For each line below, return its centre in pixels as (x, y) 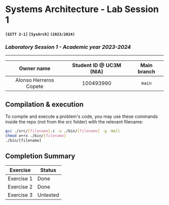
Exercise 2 (20, 187)
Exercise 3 (20, 195)
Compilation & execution (45, 104)
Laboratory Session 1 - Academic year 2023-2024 (68, 47)
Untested (48, 195)
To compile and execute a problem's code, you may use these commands (82, 116)
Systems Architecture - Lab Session (82, 9)
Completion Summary (40, 156)
